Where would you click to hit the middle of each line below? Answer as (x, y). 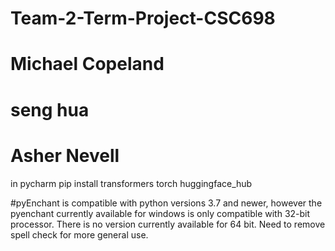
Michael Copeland (87, 64)
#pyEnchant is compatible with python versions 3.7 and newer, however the (166, 203)
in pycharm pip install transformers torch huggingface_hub (131, 183)
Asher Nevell (65, 155)
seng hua (50, 109)
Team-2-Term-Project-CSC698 (143, 18)
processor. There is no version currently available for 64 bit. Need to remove (168, 224)
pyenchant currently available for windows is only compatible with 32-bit (160, 213)
